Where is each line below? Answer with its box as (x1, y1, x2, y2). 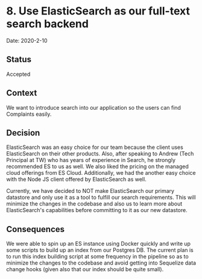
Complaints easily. (6, 110, 52, 118)
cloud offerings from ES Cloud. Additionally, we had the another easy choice (6, 169, 196, 177)
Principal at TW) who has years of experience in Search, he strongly (6, 157, 176, 164)
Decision (6, 128, 40, 138)
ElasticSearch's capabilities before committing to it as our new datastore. (6, 207, 188, 214)
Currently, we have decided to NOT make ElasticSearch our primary (6, 187, 175, 195)
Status (6, 54, 32, 64)
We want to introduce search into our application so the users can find (6, 104, 181, 111)
